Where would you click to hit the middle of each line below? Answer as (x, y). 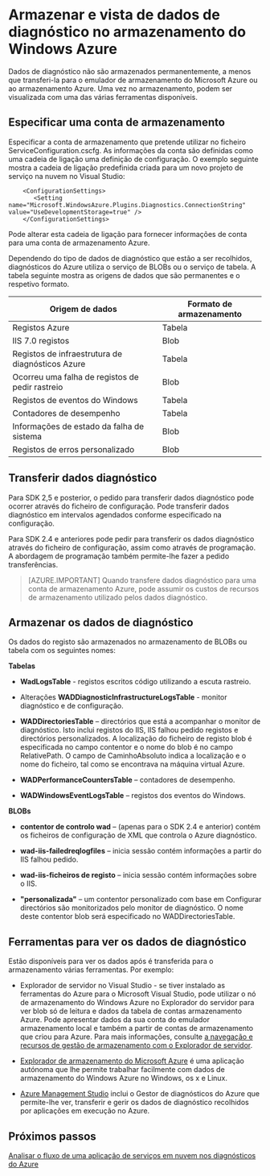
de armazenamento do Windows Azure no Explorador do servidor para (137, 1003)
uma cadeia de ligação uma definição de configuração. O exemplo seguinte (133, 159)
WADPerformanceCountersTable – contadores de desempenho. (127, 780)
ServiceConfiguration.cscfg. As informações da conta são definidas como (131, 150)
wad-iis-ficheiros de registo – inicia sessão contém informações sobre (138, 875)
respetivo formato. (39, 284)
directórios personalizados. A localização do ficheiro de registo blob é (136, 738)
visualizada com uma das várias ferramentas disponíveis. (103, 97)
